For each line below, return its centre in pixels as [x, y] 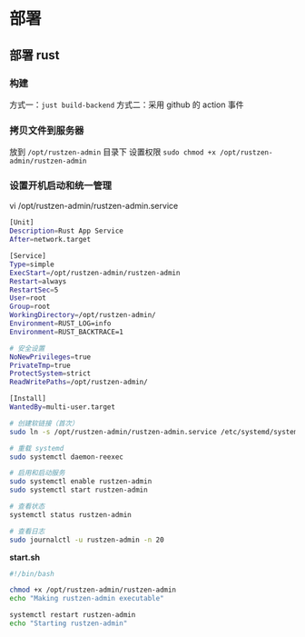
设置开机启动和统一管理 [60, 185]
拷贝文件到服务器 [47, 130]
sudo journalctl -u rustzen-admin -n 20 [87, 540]
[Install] [28, 399]
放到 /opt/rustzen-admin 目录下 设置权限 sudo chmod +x [113, 152]
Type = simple [32, 264]
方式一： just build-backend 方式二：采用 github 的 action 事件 [127, 105]
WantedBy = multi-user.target [63, 407]
